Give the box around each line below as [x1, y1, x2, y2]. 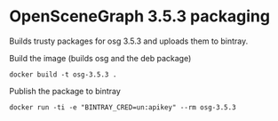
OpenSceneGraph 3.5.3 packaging [9, 6, 271, 27]
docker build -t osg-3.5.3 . [9, 69, 117, 79]
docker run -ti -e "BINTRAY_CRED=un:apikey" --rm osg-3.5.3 [9, 102, 237, 112]
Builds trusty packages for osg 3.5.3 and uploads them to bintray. [9, 36, 249, 46]
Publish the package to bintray [9, 85, 122, 96]
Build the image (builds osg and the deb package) [9, 52, 192, 63]
